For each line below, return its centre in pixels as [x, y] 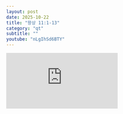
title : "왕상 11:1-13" [33, 23]
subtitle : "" [22, 34]
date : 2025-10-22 [28, 17]
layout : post [22, 12]
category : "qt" [25, 28]
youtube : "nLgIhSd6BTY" [36, 39]
